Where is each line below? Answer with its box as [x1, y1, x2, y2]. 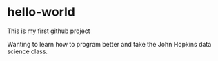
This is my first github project [7, 27, 91, 35]
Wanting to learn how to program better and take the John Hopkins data [7, 40, 212, 48]
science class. [7, 47, 48, 56]
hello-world [7, 4, 76, 20]
